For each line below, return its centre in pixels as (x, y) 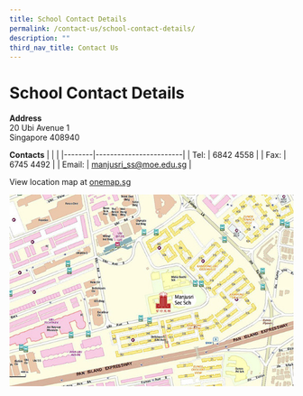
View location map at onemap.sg (70, 182)
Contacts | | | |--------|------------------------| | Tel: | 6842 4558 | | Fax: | (148, 155)
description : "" (40, 38)
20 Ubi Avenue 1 (40, 128)
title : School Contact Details (68, 19)
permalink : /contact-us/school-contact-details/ (102, 28)
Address (26, 118)
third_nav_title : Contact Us (64, 48)
